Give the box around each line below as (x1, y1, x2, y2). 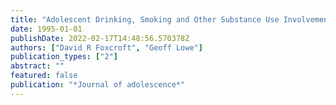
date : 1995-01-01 (10, 24, 83, 34)
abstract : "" (10, 61, 65, 71)
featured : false (10, 71, 78, 81)
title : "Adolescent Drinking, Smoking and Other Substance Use (10, 14, 280, 25)
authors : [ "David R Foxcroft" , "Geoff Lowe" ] (10, 42, 203, 53)
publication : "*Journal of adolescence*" (10, 80, 186, 90)
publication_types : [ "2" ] (10, 52, 118, 62)
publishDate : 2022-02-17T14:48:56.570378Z (10, 33, 190, 43)
